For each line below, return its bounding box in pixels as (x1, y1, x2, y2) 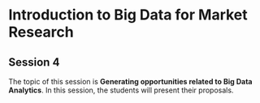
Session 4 (8, 55, 60, 69)
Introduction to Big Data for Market (8, 6, 248, 24)
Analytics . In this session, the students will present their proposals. (8, 85, 234, 95)
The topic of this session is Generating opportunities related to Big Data (8, 77, 253, 86)
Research (8, 23, 75, 41)
